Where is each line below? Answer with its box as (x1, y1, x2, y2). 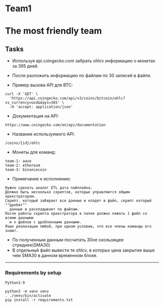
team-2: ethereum (5, 163, 41, 168)
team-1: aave (5, 159, 32, 164)
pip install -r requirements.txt (5, 298, 73, 303)
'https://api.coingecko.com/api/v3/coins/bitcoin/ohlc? (9, 96, 125, 101)
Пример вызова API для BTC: (12, 82, 73, 88)
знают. (5, 229, 19, 233)
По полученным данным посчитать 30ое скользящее (12, 237, 124, 243)
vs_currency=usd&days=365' (5, 100, 60, 105)
